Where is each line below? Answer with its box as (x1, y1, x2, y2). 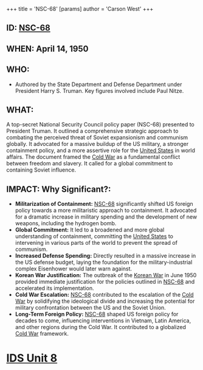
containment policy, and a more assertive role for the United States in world (6, 147, 196, 154)
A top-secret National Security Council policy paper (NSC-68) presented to (6, 121, 194, 128)
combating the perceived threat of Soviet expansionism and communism (6, 134, 188, 141)
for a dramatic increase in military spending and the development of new (15, 213, 198, 220)
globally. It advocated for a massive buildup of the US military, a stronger (6, 140, 189, 148)
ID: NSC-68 (6, 23, 50, 33)
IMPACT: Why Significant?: (6, 184, 111, 194)
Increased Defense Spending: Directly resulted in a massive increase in (15, 252, 196, 259)
